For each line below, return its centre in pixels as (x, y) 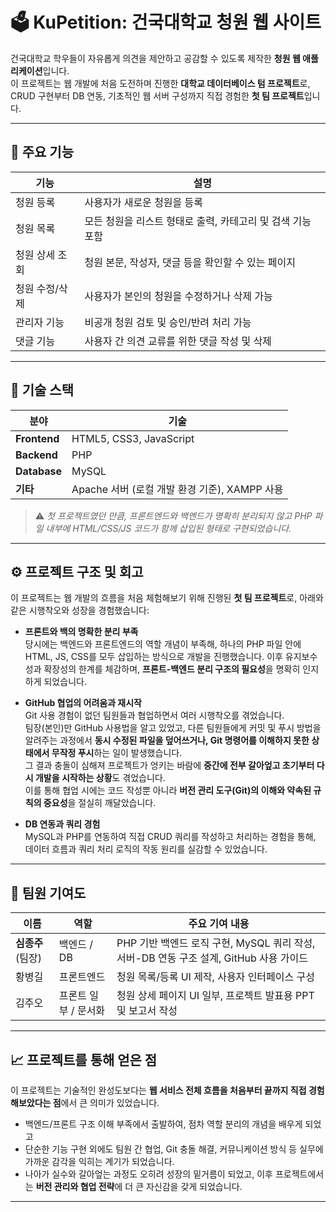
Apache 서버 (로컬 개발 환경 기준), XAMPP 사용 (177, 489)
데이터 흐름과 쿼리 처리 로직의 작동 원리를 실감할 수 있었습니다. (146, 849)
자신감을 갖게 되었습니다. (194, 1186)
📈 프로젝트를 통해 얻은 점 (84, 1059)
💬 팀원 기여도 (48, 893)
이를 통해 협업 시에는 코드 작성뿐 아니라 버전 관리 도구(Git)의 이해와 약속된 (168, 790)
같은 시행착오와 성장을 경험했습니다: (80, 610)
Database (39, 471)
